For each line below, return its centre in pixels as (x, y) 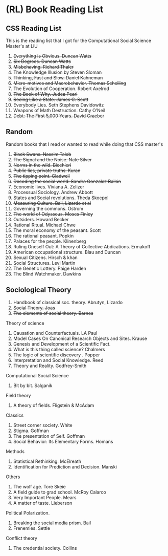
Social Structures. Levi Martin (44, 263)
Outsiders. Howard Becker (41, 219)
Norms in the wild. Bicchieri (42, 165)
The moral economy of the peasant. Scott (57, 230)
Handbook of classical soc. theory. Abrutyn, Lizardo (68, 302)
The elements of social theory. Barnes (53, 313)
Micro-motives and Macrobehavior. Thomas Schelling (70, 83)
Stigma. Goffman (31, 431)
